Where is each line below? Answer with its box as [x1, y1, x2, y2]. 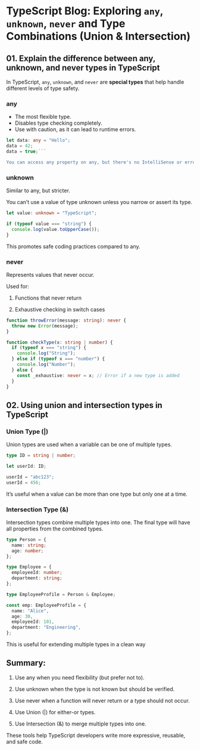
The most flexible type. [14, 113, 71, 121]
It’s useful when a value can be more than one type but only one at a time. [6, 490, 187, 498]
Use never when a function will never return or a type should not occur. [14, 697, 190, 704]
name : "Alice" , [11, 607, 49, 614]
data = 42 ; [6, 143, 33, 149]
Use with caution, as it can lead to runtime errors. [14, 126, 136, 133]
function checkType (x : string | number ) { [6, 339, 113, 345]
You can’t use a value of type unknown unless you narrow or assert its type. [6, 199, 192, 206]
